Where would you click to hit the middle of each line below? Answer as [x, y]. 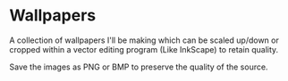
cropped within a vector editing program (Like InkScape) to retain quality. [144, 49]
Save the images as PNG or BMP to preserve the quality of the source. [139, 67]
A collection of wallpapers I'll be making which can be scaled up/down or [144, 40]
